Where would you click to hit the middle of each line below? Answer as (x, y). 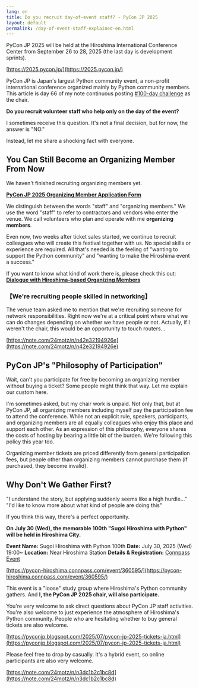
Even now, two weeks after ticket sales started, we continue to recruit (91, 237)
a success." (20, 262)
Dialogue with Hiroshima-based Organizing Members (73, 280)
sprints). (16, 58)
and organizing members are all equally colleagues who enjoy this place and (99, 423)
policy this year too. (30, 442)
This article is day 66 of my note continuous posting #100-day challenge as (98, 93)
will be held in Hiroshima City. (44, 534)
